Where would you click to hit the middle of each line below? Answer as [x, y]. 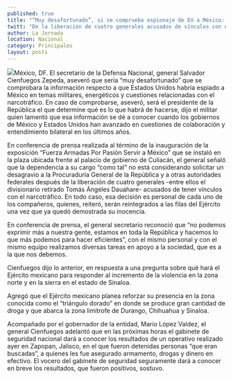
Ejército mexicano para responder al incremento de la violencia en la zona [113, 275]
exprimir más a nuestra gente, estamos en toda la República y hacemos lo [113, 232]
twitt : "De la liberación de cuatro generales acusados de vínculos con [114, 26]
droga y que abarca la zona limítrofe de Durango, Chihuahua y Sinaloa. [108, 310]
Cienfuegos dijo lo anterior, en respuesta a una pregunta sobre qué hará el [114, 267]
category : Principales [40, 46]
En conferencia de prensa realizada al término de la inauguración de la [108, 145]
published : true [31, 14]
